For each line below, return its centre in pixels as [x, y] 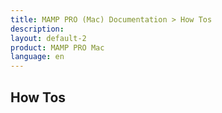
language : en [37, 57]
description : [37, 29]
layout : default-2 [48, 38]
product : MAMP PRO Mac [57, 47]
